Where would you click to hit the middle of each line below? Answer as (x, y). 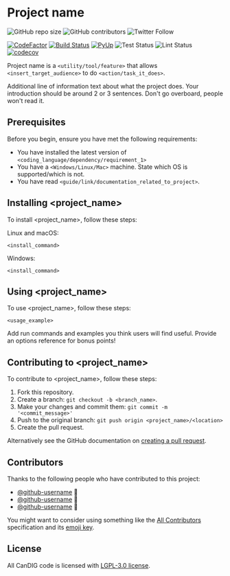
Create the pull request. (50, 428)
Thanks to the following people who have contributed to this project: (104, 479)
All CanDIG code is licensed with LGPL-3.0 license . (79, 565)
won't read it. (26, 100)
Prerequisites (36, 123)
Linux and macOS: (33, 233)
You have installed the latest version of (72, 152)
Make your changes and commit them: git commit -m (92, 407)
